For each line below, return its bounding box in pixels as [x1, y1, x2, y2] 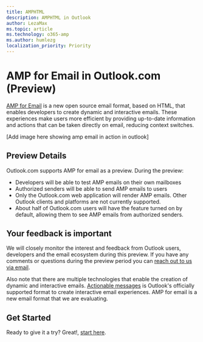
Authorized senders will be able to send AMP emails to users [15, 185, 168, 192]
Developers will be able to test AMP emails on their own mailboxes [15, 179, 182, 186]
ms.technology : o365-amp [6, 32, 69, 38]
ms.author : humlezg [6, 37, 56, 43]
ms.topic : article [6, 26, 53, 32]
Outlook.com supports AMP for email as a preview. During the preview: [6, 166, 184, 174]
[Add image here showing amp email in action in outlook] [6, 133, 149, 140]
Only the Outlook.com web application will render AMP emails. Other [15, 191, 187, 199]
